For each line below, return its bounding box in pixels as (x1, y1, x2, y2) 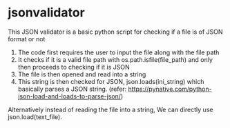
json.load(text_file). (8, 112, 63, 121)
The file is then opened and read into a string (17, 70, 146, 78)
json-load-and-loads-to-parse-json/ (17, 92, 122, 100)
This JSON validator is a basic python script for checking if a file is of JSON (8, 28, 223, 36)
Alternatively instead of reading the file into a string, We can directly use (8, 105, 213, 114)
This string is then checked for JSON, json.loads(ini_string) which (17, 77, 204, 85)
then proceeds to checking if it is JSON (17, 63, 130, 71)
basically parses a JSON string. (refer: (17, 85, 127, 93)
